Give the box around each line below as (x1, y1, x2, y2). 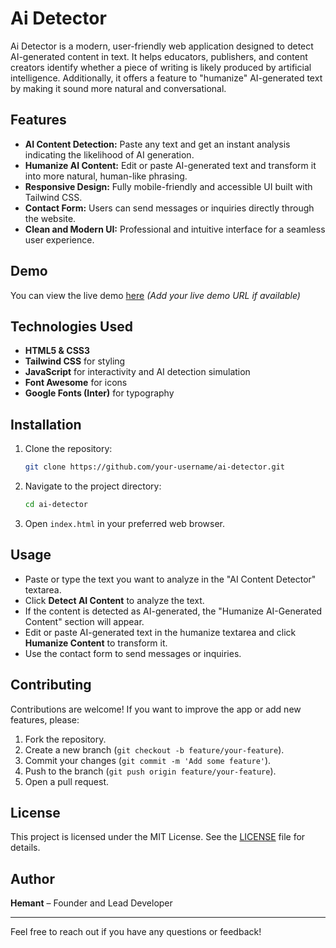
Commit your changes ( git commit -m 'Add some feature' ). (24, 754, 272, 766)
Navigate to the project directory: (24, 480, 162, 492)
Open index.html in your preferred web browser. (24, 517, 226, 529)
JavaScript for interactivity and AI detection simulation (24, 366, 251, 378)
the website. (24, 212, 77, 224)
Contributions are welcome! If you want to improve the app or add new (10, 703, 302, 715)
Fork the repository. (24, 733, 107, 745)
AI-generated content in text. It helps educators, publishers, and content (10, 50, 308, 62)
